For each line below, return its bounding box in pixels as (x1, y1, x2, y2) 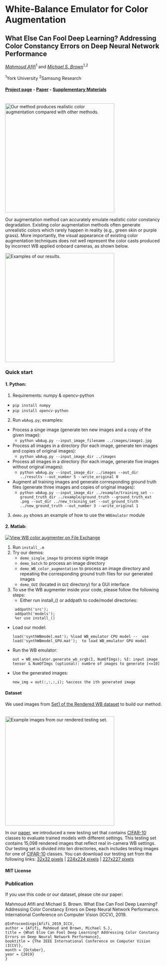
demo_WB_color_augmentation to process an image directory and (19, 565, 150, 571)
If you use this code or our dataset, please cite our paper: (5, 891, 124, 897)
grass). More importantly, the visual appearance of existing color (5, 232, 138, 238)
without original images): (12, 464, 64, 470)
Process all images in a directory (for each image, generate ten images (12, 443, 158, 449)
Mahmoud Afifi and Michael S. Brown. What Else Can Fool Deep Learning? (5, 901, 158, 907)
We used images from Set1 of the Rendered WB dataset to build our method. (5, 701, 162, 707)
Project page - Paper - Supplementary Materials (5, 86, 107, 92)
